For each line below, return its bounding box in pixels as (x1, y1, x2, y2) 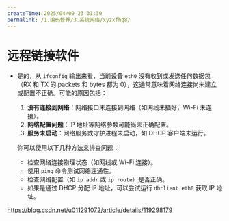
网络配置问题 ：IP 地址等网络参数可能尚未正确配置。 (27, 120, 173, 129)
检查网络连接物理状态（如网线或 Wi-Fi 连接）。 (27, 158, 157, 166)
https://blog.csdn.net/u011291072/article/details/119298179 (7, 206, 173, 214)
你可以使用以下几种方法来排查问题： (16, 144, 120, 152)
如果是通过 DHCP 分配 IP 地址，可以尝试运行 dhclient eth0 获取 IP (27, 184, 215, 192)
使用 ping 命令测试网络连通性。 (27, 167, 116, 175)
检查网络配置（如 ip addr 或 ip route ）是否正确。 (27, 175, 169, 183)
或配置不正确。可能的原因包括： (16, 89, 107, 97)
